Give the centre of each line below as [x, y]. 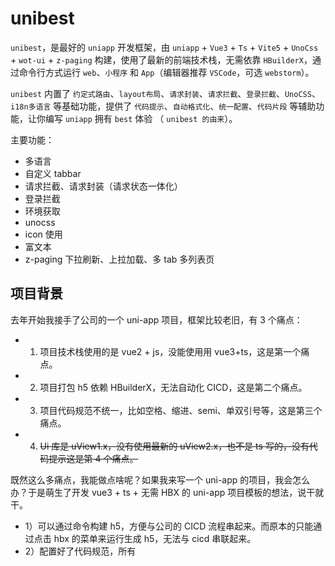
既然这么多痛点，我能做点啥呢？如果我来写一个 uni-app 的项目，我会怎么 [160, 479]
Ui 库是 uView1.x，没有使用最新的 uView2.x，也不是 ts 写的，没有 [174, 446]
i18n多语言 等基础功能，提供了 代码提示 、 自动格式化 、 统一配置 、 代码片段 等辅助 [163, 106]
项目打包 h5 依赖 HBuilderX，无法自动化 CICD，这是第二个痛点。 [173, 387]
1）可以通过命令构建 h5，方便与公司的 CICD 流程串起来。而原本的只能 [169, 526]
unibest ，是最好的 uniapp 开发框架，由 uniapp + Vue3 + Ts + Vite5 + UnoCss [164, 47]
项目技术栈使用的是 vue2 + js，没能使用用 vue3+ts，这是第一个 [170, 351]
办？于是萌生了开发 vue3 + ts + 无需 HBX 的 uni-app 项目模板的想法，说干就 [167, 492]
